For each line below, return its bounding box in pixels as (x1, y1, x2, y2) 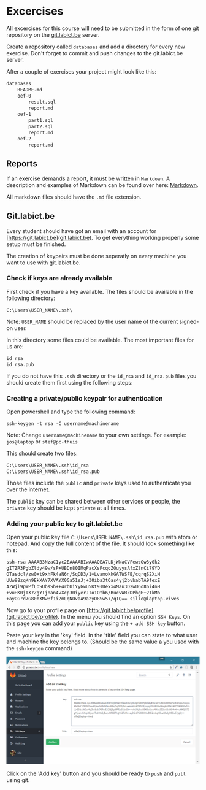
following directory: (6, 294, 56, 302)
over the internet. (6, 486, 50, 493)
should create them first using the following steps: (6, 378, 133, 386)
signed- (179, 318, 199, 325)
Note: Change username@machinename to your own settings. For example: (6, 431, 187, 439)
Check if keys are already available (6, 274, 112, 283)
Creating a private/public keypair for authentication (6, 394, 163, 402)
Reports (6, 158, 38, 169)
